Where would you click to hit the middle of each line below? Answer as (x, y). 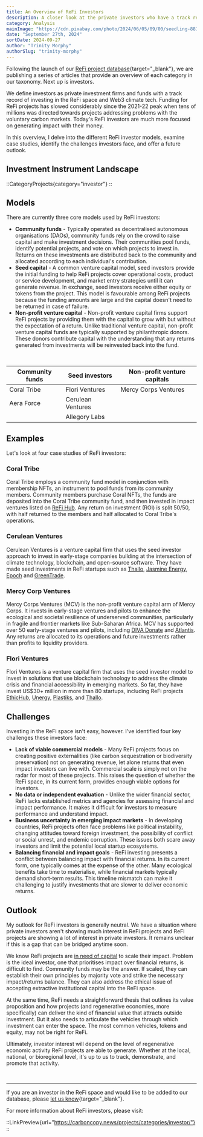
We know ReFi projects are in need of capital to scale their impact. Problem (100, 956)
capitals (157, 380)
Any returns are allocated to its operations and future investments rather (96, 637)
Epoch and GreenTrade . (36, 575)
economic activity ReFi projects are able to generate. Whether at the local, (99, 1050)
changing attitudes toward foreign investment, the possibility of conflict (104, 833)
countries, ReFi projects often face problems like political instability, (99, 827)
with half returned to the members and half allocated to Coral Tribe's (92, 514)
